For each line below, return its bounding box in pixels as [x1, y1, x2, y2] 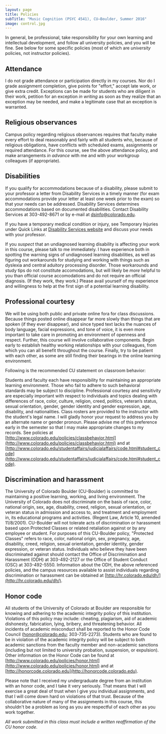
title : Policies [5, 12, 39, 17]
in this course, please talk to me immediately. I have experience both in [5, 246, 150, 252]
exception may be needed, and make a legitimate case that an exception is [5, 99, 157, 105]
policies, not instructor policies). [5, 50, 71, 56]
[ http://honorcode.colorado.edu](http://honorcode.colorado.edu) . [5, 668, 138, 674]
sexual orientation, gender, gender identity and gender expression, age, [5, 403, 151, 409]
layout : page [5, 7, 32, 12]
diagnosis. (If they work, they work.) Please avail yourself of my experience [5, 278, 159, 284]
